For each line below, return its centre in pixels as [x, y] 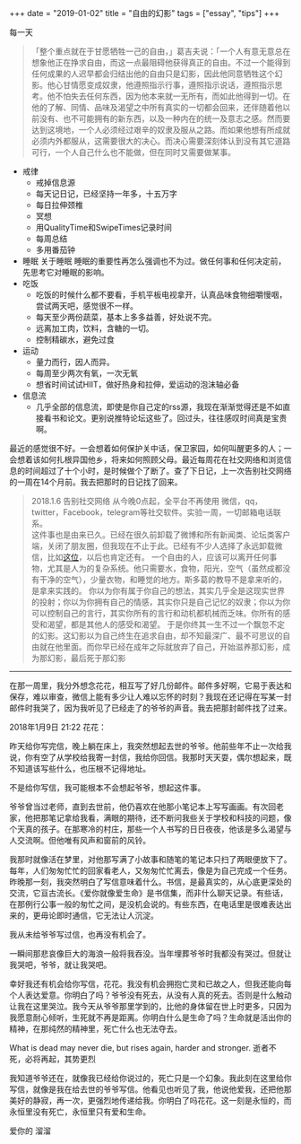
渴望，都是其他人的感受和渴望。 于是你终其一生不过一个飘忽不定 [166, 624]
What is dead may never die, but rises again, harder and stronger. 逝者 [139, 1048]
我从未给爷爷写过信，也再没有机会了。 [80, 934]
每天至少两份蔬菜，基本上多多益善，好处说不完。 [126, 317]
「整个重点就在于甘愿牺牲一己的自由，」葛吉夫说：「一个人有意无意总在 [161, 51]
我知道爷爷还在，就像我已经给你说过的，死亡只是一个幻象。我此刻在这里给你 [150, 1078]
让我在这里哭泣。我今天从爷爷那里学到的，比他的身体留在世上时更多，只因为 [150, 1006]
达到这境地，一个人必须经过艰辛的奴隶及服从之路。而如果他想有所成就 [161, 130]
